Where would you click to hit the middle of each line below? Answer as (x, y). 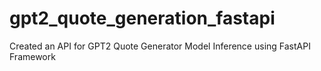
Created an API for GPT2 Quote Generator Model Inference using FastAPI (160, 46)
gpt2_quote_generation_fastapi (142, 18)
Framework (32, 56)
